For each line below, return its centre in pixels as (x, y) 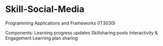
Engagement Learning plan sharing (42, 38)
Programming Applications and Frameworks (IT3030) (60, 23)
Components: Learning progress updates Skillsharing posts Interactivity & (81, 32)
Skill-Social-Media (45, 9)
